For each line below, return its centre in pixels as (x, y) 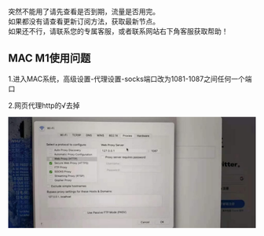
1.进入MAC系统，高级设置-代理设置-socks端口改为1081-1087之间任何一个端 (130, 79)
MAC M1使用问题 (49, 59)
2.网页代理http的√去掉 (44, 105)
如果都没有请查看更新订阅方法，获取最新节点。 (84, 21)
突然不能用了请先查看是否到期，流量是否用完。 (84, 11)
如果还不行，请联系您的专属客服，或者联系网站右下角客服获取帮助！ (118, 31)
